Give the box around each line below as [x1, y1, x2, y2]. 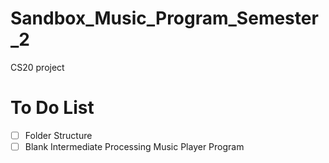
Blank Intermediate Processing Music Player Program [24, 140, 245, 152]
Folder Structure [24, 129, 93, 141]
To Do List [10, 97, 95, 119]
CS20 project [10, 61, 65, 73]
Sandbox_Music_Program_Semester [10, 7, 319, 30]
